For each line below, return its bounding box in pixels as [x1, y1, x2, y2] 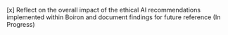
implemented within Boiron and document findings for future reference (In [6, 13, 221, 21]
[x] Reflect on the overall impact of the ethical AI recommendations [6, 6, 201, 14]
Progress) [6, 21, 36, 28]
